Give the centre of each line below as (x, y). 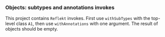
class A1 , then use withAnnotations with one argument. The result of (87, 23)
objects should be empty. (32, 29)
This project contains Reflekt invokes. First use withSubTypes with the (78, 18)
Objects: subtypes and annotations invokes (60, 7)
